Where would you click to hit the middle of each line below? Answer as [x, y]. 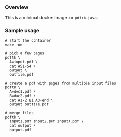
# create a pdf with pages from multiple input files [61, 83]
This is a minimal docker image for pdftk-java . [52, 18]
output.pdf [20, 130]
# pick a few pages [25, 53]
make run [14, 45]
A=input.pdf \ [24, 62]
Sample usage [22, 31]
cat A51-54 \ [23, 66]
